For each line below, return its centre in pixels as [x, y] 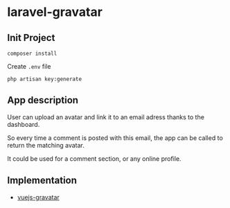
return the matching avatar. [46, 145]
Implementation [42, 181]
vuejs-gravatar [38, 197]
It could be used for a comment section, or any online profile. [94, 158]
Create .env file [29, 66]
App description [43, 100]
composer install [32, 53]
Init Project [31, 38]
